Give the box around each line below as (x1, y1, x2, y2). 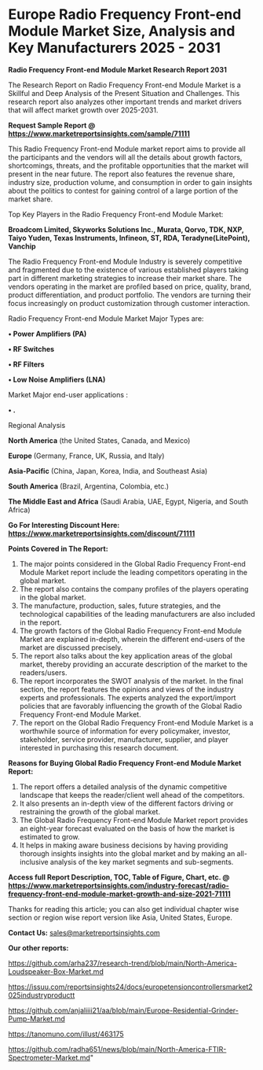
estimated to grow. (19, 832, 80, 841)
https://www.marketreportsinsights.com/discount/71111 (8, 529, 195, 538)
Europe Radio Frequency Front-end (8, 6, 242, 24)
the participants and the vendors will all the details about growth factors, (8, 152, 243, 162)
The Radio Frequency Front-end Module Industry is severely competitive (8, 256, 243, 266)
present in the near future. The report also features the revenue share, (8, 169, 236, 179)
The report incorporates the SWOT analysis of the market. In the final (19, 676, 243, 685)
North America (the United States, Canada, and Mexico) (8, 435, 191, 445)
